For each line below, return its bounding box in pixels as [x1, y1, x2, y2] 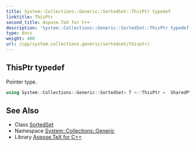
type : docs [6, 30, 33, 36]
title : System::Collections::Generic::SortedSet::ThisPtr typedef [6, 8, 171, 15]
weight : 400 [6, 36, 35, 41]
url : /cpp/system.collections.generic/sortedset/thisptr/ [6, 41, 150, 47]
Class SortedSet [14, 121, 54, 128]
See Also [6, 106, 39, 116]
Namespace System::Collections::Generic [14, 127, 115, 134]
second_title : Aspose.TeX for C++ [6, 19, 90, 25]
